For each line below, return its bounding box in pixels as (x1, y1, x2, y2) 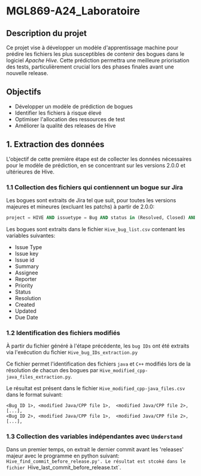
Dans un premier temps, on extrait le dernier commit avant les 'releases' (6, 446, 184, 453)
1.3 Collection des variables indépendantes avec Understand (6, 432, 183, 441)
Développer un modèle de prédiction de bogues (14, 103, 133, 110)
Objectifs (6, 87, 42, 97)
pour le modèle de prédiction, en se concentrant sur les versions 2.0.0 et (6, 161, 185, 169)
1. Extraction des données (6, 139, 105, 149)
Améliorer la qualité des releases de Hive (14, 122, 116, 129)
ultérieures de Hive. (6, 168, 55, 175)
